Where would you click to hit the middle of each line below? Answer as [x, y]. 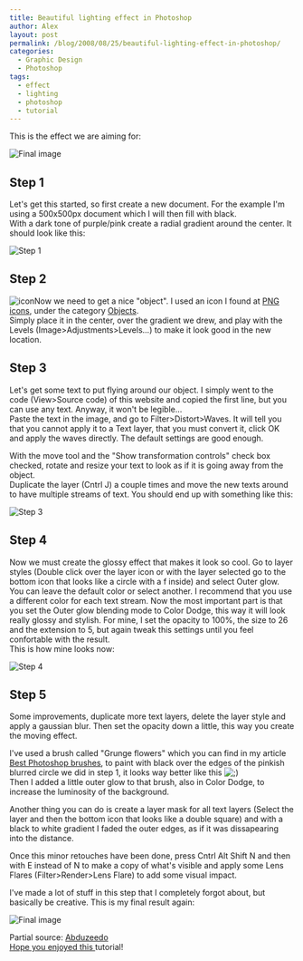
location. [26, 339]
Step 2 [28, 279]
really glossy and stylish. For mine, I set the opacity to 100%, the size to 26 [149, 620]
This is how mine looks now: [62, 648]
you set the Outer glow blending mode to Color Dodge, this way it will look [148, 610]
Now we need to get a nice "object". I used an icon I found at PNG [157, 301]
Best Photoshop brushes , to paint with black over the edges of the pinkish [147, 763]
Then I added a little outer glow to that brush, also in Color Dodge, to [137, 782]
